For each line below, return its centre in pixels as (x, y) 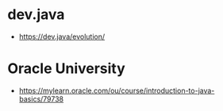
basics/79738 (41, 99)
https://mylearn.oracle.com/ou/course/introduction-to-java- (117, 90)
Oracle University (67, 69)
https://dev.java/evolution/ (62, 36)
